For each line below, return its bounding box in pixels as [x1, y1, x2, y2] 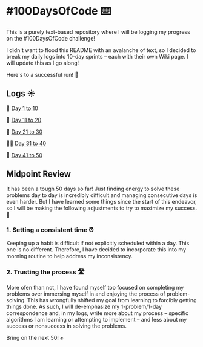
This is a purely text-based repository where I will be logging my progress [6, 28, 191, 36]
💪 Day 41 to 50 [6, 151, 43, 158]
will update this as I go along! [6, 59, 79, 66]
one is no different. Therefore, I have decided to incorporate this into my [6, 245, 187, 253]
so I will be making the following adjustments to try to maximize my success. [6, 204, 198, 212]
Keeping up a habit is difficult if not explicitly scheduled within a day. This [6, 239, 190, 247]
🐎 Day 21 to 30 [6, 128, 43, 135]
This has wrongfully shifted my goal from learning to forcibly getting [27, 297, 197, 304]
